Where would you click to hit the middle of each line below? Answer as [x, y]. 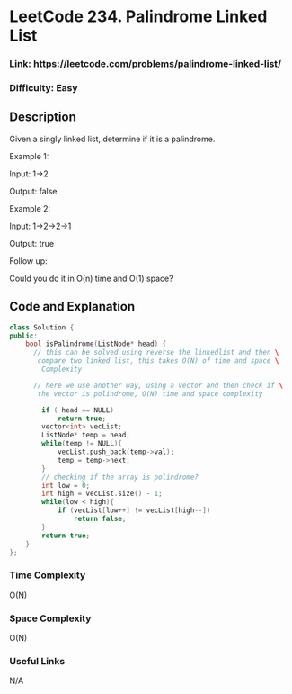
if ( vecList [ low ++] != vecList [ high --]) [134, 510]
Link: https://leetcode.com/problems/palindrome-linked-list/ [145, 64]
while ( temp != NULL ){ [82, 444]
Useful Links [37, 661]
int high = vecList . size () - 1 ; [102, 494]
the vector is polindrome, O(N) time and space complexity [150, 393]
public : [24, 336]
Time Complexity [48, 575]
